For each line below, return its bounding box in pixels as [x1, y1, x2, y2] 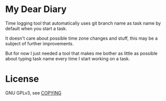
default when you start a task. [5, 25, 67, 31]
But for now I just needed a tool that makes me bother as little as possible [5, 50, 158, 56]
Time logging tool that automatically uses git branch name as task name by [5, 20, 161, 26]
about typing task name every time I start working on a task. [5, 55, 130, 61]
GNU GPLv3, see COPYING [5, 89, 62, 96]
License [5, 73, 39, 85]
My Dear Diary [5, 4, 67, 15]
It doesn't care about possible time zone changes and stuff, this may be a [5, 35, 158, 41]
